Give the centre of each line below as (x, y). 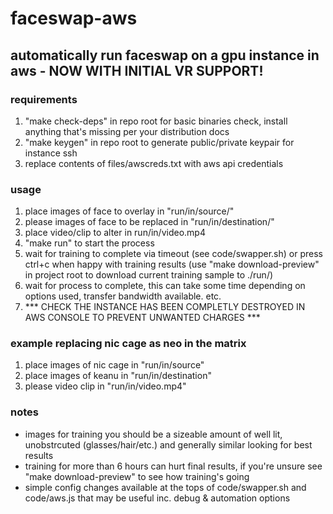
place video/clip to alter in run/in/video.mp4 (115, 233)
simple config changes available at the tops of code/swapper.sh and (165, 487)
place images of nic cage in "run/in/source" (114, 365)
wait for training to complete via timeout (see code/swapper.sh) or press (173, 254)
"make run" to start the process (89, 243)
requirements (44, 99)
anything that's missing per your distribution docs (127, 131)
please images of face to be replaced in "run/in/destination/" (149, 222)
